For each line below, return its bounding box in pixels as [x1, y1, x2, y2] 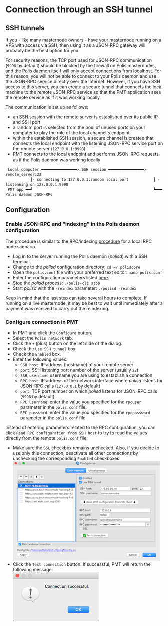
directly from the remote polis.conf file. [5, 435, 88, 441]
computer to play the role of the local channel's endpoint [12, 130, 130, 136]
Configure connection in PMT [5, 318, 79, 325]
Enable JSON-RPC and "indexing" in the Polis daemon [5, 221, 140, 228]
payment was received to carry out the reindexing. [5, 305, 110, 311]
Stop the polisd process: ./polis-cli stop [12, 280, 100, 286]
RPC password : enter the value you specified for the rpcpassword [20, 409, 151, 415]
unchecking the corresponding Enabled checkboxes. [12, 455, 121, 461]
